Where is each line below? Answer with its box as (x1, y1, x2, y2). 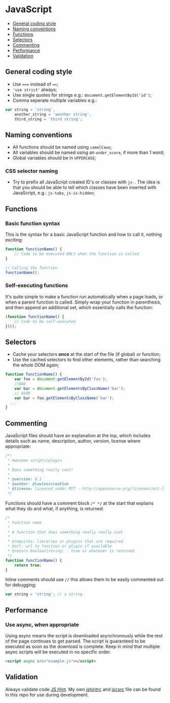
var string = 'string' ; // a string (5, 592, 82, 597)
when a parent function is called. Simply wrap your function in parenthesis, (5, 299, 162, 305)
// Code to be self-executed (14, 319, 76, 324)
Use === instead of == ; (12, 81, 59, 87)
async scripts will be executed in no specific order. (5, 649, 111, 655)
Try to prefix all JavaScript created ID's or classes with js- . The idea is (12, 179, 160, 185)
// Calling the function (5, 265, 58, 270)
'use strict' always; (12, 86, 57, 93)
